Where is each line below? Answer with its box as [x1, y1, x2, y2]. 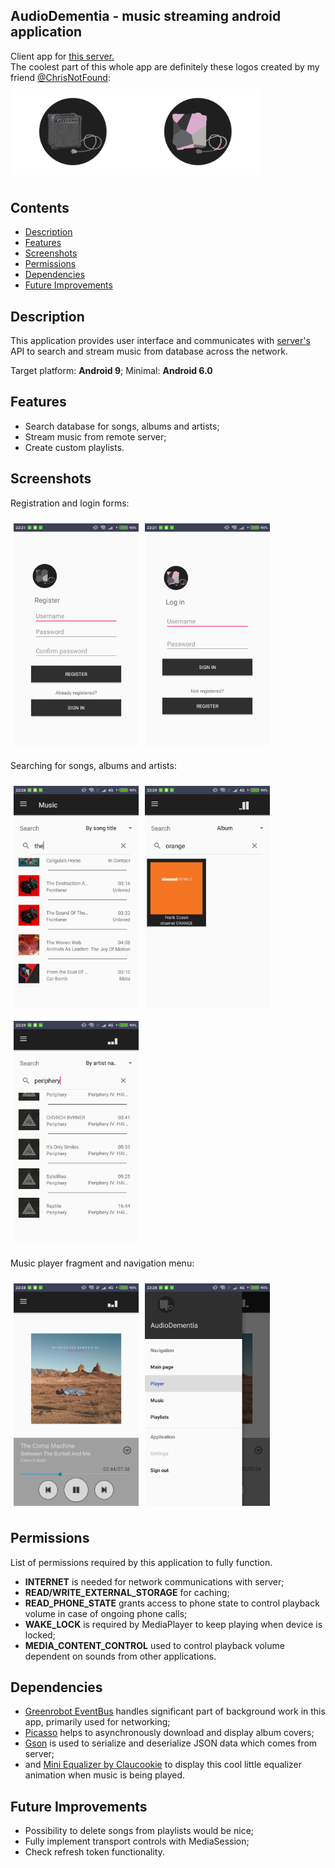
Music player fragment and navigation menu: [10, 1257, 195, 1269]
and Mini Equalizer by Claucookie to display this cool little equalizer [24, 1759, 303, 1771]
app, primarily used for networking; [24, 1716, 171, 1728]
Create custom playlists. [24, 441, 125, 453]
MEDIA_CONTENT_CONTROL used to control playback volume [24, 1639, 285, 1651]
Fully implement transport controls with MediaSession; [24, 1835, 250, 1848]
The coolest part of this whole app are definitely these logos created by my [10, 60, 320, 73]
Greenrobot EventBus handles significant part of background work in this [24, 1705, 326, 1718]
